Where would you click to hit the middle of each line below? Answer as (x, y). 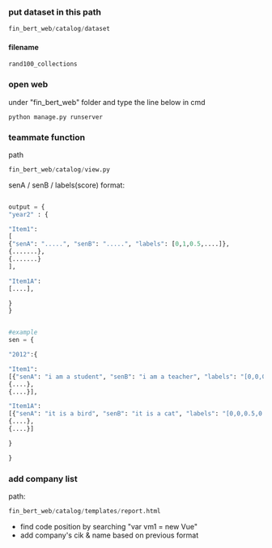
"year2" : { (28, 214)
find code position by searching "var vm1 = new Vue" (109, 526)
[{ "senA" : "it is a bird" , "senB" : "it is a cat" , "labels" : (114, 414)
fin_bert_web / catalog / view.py (59, 169)
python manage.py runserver (56, 117)
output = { (27, 207)
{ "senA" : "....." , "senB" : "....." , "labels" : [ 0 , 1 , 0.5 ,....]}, (119, 244)
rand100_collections (43, 64)
